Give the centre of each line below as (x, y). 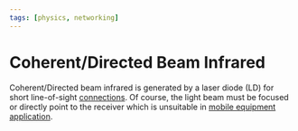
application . (31, 116)
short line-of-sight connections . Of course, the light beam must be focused (149, 97)
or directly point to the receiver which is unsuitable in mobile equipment (143, 107)
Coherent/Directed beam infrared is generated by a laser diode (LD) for (142, 88)
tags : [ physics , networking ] (64, 18)
